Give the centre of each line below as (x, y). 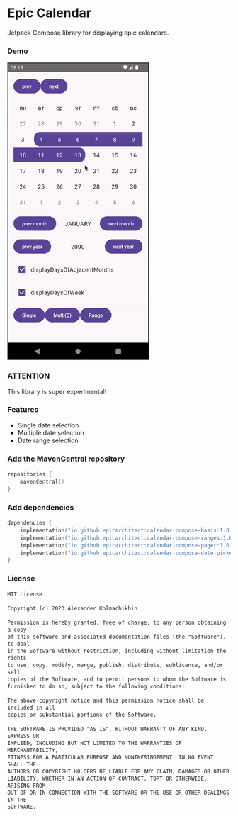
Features (23, 410)
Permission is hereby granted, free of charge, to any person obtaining (117, 622)
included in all (31, 708)
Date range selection (48, 440)
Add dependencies (41, 507)
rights (17, 658)
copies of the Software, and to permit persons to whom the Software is (117, 679)
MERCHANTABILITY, (33, 750)
